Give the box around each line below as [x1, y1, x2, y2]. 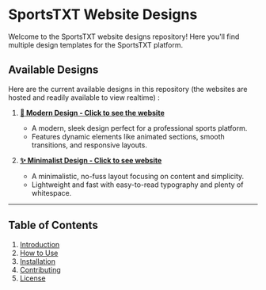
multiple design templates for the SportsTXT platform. [8, 40, 184, 49]
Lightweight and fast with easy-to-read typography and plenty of [31, 180, 244, 189]
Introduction [19, 239, 60, 249]
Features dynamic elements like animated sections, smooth [31, 132, 226, 141]
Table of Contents [8, 219, 99, 232]
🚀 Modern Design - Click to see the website [19, 108, 165, 117]
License [19, 273, 46, 283]
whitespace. [31, 188, 72, 197]
